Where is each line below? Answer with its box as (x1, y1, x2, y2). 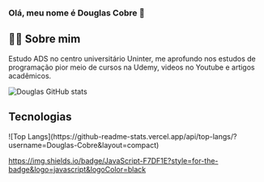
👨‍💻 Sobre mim (8, 32, 81, 46)
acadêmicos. (8, 70, 52, 80)
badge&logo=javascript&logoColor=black (8, 164, 147, 174)
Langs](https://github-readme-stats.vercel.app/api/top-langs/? (27, 131, 237, 141)
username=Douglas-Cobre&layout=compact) (8, 140, 160, 150)
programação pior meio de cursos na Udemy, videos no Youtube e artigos (8, 62, 255, 72)
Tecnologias (8, 110, 72, 124)
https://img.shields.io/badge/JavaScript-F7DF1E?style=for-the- (8, 155, 219, 165)
